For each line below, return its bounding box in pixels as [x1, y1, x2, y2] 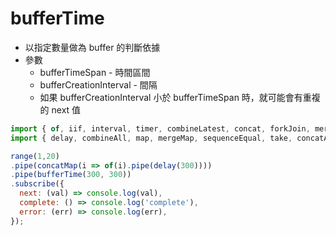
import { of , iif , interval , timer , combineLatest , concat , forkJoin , [10, 123, 311, 134]
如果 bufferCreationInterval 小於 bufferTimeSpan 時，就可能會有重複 [39, 91, 321, 103]
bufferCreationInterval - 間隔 [39, 78, 158, 91]
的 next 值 [39, 103, 82, 116]
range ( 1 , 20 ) [10, 151, 60, 161]
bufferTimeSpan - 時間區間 [39, 66, 151, 78]
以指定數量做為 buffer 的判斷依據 [24, 41, 161, 53]
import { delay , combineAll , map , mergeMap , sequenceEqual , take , [10, 133, 293, 143]
